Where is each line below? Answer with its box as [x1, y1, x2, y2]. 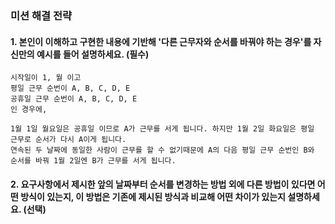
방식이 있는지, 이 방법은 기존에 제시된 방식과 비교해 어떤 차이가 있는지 [20, 190, 286, 202]
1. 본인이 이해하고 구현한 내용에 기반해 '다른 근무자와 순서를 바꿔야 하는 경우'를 [10, 35, 312, 47]
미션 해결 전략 [10, 8, 73, 22]
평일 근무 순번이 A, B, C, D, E [10, 83, 131, 94]
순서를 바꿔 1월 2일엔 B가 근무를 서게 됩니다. [10, 156, 177, 166]
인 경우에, [10, 105, 48, 115]
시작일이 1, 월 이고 [10, 73, 82, 83]
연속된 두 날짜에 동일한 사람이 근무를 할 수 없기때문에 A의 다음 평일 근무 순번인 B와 [10, 145, 315, 156]
